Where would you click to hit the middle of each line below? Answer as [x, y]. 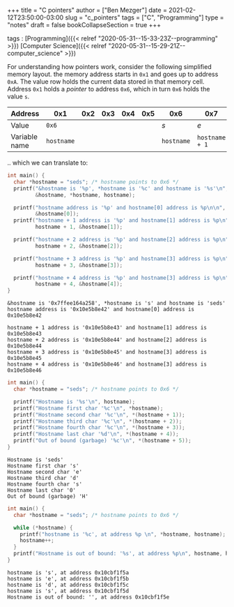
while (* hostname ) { [43, 527]
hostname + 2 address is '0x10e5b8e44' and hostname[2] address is [107, 340]
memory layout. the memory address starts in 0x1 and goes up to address [113, 74]
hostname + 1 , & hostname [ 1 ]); [79, 227]
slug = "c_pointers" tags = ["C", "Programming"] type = [145, 17]
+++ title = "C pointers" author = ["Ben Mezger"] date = [87, 10]
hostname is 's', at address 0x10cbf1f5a [68, 572]
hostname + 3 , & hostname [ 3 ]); [79, 265]
